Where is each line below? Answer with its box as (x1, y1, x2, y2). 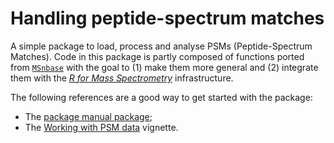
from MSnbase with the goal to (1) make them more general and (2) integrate (10, 61, 319, 73)
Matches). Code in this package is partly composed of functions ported (10, 50, 305, 62)
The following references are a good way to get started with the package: (10, 91, 313, 103)
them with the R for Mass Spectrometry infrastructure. (10, 72, 234, 84)
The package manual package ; (24, 110, 153, 122)
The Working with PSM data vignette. (24, 121, 179, 133)
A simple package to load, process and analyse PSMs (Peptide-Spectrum (10, 40, 313, 52)
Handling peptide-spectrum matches (10, 7, 325, 30)
